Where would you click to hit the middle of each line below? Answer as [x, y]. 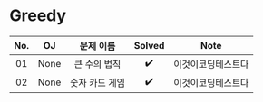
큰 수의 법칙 [97, 64]
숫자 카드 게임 [97, 83]
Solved [149, 45]
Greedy [38, 16]
